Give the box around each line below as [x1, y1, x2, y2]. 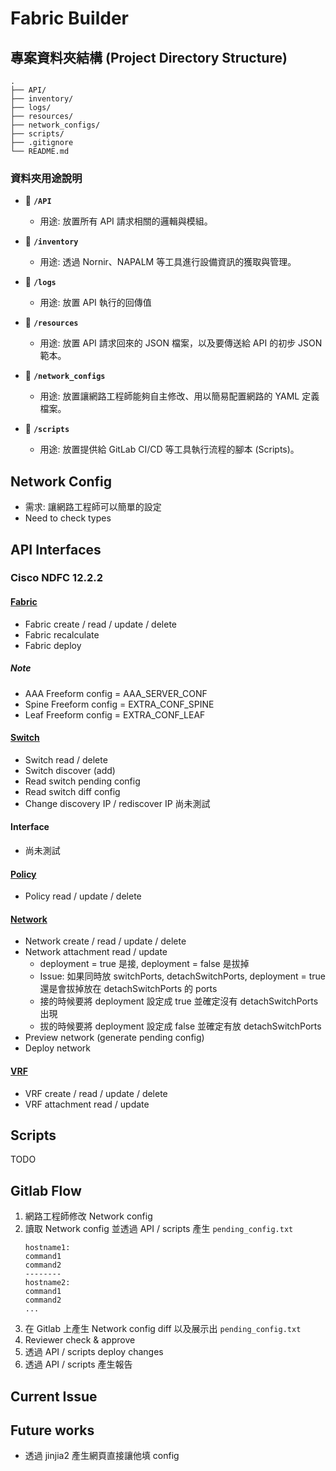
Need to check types [24, 512, 112, 524]
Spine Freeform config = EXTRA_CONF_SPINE [24, 698, 215, 710]
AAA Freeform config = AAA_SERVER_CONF [24, 687, 208, 699]
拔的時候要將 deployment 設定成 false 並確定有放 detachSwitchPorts [39, 1020, 322, 1032]
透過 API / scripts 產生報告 [24, 1358, 133, 1371]
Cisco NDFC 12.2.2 [10, 571, 103, 585]
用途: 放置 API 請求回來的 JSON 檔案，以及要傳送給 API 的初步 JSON [39, 337, 323, 349]
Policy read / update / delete [24, 890, 142, 902]
